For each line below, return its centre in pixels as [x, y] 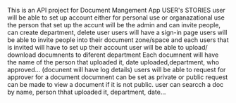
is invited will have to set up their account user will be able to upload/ [107, 47]
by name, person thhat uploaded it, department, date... [87, 92]
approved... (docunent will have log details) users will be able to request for [117, 70]
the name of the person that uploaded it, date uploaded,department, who [113, 62]
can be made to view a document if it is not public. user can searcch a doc [116, 84]
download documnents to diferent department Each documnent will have [113, 55]
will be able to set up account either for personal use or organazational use [116, 18]
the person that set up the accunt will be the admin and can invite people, [114, 25]
